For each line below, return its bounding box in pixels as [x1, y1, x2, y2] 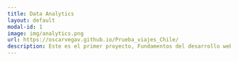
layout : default [7, 17, 55, 24]
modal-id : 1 [7, 23, 42, 30]
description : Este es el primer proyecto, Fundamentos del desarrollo [7, 43, 220, 50]
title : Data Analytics [7, 10, 74, 18]
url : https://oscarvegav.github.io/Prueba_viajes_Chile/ [7, 36, 179, 43]
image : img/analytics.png [7, 29, 84, 37]
